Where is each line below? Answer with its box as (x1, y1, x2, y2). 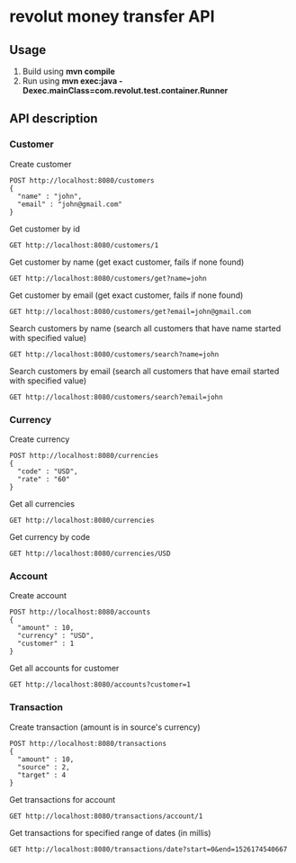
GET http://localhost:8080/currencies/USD (9, 549, 171, 558)
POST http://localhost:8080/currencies (9, 451, 159, 460)
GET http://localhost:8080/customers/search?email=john (9, 392, 223, 401)
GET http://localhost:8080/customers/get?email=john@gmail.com (9, 307, 252, 316)
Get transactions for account (9, 794, 116, 805)
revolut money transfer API (9, 6, 215, 27)
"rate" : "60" (17, 474, 70, 483)
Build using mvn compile (22, 66, 115, 76)
